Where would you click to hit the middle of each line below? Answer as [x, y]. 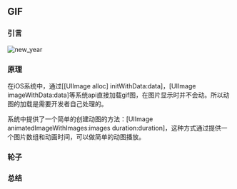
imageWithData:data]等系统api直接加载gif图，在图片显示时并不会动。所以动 [118, 95]
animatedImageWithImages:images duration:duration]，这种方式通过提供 [114, 128]
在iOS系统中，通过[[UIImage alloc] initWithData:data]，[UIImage [102, 86]
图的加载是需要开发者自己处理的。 [57, 103]
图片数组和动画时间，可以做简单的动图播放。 [79, 137]
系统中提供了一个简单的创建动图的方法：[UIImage [80, 119]
